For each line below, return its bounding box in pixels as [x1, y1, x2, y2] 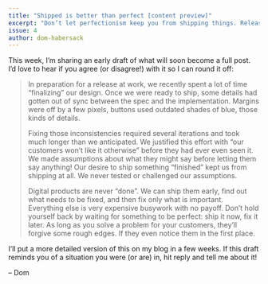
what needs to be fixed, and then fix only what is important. [27, 195, 223, 204]
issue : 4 [8, 26, 37, 34]
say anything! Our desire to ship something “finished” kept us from [27, 162, 247, 172]
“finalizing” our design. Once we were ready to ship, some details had [27, 88, 258, 98]
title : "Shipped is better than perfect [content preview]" [8, 11, 213, 20]
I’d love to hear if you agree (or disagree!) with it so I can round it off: [8, 64, 234, 74]
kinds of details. [27, 113, 81, 123]
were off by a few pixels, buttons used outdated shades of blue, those [27, 105, 258, 115]
